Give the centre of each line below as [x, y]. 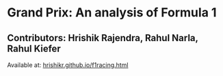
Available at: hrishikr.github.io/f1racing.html [68, 65]
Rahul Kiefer [34, 48]
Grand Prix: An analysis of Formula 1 [112, 13]
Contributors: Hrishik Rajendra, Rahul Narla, [103, 38]
